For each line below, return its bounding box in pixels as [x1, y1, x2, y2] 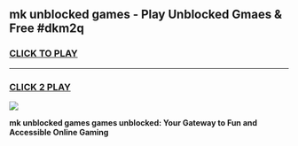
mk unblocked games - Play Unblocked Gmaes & [9, 7, 282, 22]
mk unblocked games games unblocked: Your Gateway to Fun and [9, 117, 258, 127]
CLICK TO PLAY [9, 48, 78, 60]
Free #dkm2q [9, 21, 84, 36]
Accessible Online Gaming [9, 127, 109, 137]
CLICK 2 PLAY [9, 81, 71, 93]
